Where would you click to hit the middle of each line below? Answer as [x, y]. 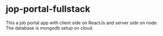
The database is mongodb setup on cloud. [50, 28]
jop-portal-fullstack [48, 9]
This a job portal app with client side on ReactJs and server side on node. [82, 23]
